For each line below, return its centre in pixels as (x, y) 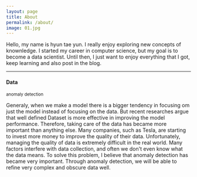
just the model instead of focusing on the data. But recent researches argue (98, 111)
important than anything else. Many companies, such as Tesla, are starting (96, 130)
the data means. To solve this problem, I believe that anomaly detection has (97, 155)
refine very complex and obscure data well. (58, 168)
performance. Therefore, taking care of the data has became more (86, 124)
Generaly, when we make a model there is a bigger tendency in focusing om (98, 105)
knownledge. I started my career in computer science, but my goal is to (92, 51)
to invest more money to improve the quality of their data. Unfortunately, (93, 137)
